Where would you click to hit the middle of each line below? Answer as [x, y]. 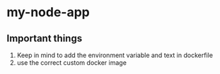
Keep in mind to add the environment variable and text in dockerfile [115, 55]
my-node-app [48, 12]
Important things [45, 38]
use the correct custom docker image [71, 63]
